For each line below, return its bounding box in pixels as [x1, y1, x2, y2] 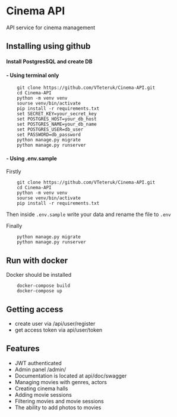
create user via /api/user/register [14, 320, 96, 327]
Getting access [6, 304, 64, 314]
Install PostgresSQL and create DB [6, 58, 93, 65]
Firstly [6, 168, 22, 175]
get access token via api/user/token [14, 326, 103, 333]
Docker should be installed [6, 271, 72, 279]
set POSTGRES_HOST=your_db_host [17, 116, 97, 122]
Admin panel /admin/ [14, 366, 67, 373]
